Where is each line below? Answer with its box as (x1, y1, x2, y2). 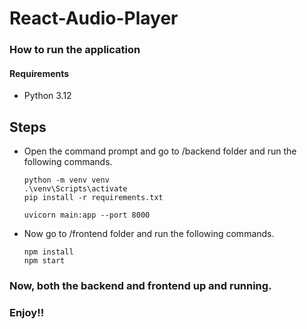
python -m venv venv (23, 175, 110, 186)
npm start (23, 256, 66, 266)
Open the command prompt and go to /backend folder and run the (23, 145, 297, 157)
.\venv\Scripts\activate (23, 184, 128, 194)
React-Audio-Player (9, 7, 179, 30)
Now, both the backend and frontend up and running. (9, 279, 272, 293)
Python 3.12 (23, 90, 72, 102)
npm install (23, 247, 74, 257)
